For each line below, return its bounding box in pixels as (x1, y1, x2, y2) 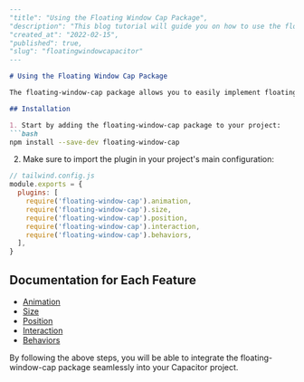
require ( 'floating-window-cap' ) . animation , (25, 196, 193, 205)
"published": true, (9, 38, 83, 48)
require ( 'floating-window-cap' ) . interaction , (25, 222, 201, 231)
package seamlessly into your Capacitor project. (58, 361, 239, 372)
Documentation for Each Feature (9, 272, 197, 288)
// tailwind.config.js (9, 171, 95, 181)
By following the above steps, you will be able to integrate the (9, 352, 239, 363)
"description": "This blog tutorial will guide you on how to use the (9, 22, 281, 31)
